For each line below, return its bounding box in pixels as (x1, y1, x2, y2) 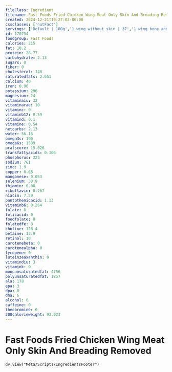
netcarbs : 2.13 (5, 126, 38, 132)
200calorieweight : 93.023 (5, 312, 60, 317)
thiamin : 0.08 (5, 184, 36, 189)
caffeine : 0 (5, 302, 31, 308)
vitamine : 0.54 (5, 121, 38, 127)
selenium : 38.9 (5, 179, 38, 184)
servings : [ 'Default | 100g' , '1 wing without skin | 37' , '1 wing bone (5, 27, 159, 32)
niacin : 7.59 (5, 193, 33, 198)
